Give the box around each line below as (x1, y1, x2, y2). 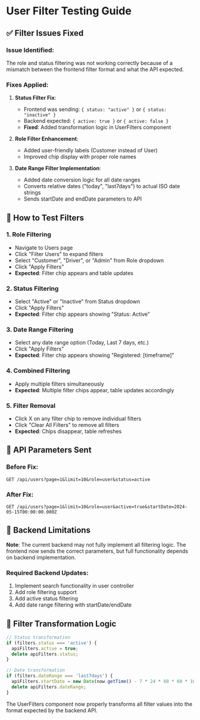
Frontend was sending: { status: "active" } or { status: (23, 106, 167, 113)
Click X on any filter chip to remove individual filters (14, 415, 142, 422)
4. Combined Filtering (6, 367, 70, 375)
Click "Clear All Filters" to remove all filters (14, 421, 120, 429)
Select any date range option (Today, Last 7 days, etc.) (14, 339, 149, 346)
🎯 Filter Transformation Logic (6, 619, 117, 629)
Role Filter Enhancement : (14, 136, 79, 143)
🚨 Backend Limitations (6, 525, 91, 536)
